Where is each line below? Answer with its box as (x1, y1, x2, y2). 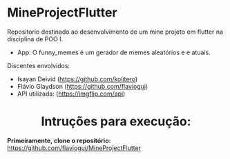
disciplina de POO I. (7, 34, 64, 43)
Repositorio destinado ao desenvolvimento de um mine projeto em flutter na (7, 28, 223, 36)
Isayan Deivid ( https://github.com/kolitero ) (17, 74, 138, 83)
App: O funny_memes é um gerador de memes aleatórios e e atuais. (17, 48, 211, 56)
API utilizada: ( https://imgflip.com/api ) (17, 89, 126, 98)
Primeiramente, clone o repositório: (7, 136, 111, 145)
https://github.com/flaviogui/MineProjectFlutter (7, 143, 142, 152)
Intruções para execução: (41, 114, 191, 129)
